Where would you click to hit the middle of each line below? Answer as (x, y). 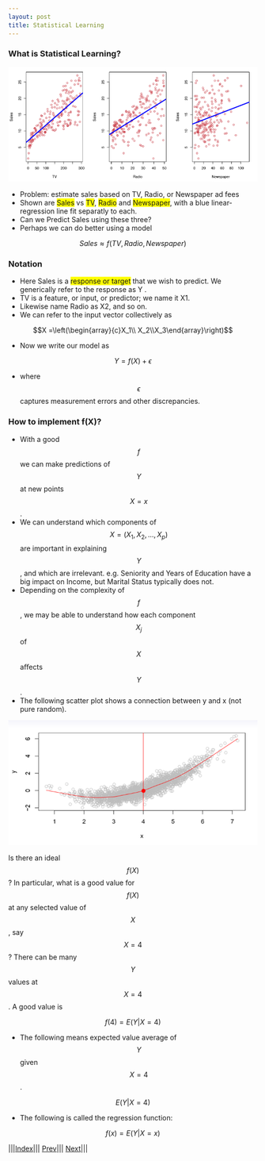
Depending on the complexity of (72, 590)
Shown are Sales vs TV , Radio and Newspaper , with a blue (114, 202)
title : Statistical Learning (56, 25)
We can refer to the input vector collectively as (96, 315)
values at (23, 982)
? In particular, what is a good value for (72, 883)
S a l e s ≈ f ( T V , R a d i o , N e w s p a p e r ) (133, 243)
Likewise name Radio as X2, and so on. (83, 306)
